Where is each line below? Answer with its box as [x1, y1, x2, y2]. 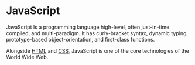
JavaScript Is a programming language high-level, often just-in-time [6, 23, 170, 30]
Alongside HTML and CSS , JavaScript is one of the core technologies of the [6, 47, 189, 54]
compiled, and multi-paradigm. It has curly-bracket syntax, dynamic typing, [6, 29, 189, 36]
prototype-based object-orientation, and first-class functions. [6, 36, 155, 43]
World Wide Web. [6, 53, 49, 60]
